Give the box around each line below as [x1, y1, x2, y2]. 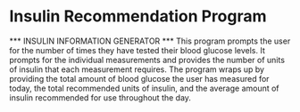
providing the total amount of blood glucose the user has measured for [9, 73, 270, 84]
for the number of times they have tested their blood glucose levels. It [9, 44, 265, 55]
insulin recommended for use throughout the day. [9, 92, 192, 103]
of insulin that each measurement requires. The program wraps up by [9, 64, 265, 75]
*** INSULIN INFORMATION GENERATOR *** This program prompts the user [9, 36, 291, 46]
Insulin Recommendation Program [9, 6, 267, 27]
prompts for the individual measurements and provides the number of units [9, 54, 286, 65]
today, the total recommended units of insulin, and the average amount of [9, 83, 279, 93]
